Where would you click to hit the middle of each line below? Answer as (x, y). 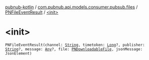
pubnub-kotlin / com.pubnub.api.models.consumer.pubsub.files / (72, 7)
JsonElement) (19, 53)
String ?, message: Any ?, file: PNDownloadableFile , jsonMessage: (74, 49)
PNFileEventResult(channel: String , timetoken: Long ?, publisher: (75, 45)
